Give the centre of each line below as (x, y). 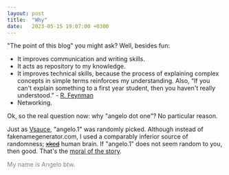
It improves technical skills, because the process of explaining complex (118, 73)
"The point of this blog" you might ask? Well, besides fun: (89, 46)
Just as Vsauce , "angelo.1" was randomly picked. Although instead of (106, 129)
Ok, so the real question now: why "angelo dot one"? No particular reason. (112, 116)
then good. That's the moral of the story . (64, 151)
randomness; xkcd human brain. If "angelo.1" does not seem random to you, (115, 144)
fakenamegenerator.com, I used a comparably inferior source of (98, 137)
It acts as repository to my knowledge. (71, 67)
